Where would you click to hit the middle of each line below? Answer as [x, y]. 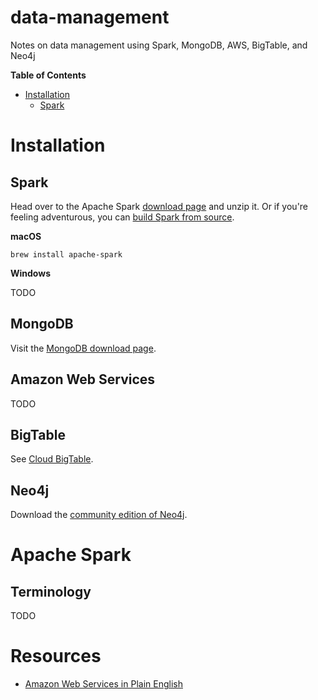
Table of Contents [48, 75]
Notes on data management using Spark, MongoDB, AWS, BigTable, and [159, 45]
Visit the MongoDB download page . [83, 348]
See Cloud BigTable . [52, 459]
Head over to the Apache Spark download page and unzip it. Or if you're [159, 206]
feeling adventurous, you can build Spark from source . [122, 217]
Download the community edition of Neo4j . [99, 515]
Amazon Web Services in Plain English [103, 684]
